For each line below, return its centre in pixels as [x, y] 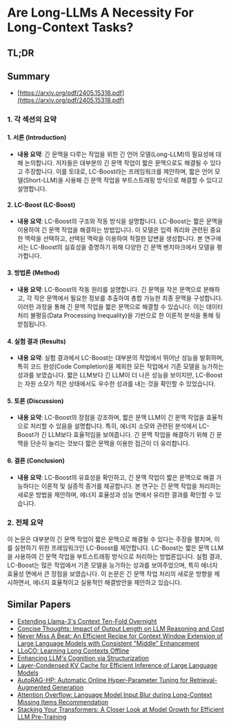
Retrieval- [203, 680]
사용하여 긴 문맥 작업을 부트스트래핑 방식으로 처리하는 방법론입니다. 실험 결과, [118, 556]
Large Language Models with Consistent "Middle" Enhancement [108, 643]
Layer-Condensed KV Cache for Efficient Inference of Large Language [117, 665]
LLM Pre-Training [42, 716]
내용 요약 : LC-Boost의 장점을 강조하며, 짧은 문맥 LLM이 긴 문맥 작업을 [111, 418]
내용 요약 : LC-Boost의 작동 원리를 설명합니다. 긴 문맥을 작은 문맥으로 [109, 289]
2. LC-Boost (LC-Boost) [41, 205]
